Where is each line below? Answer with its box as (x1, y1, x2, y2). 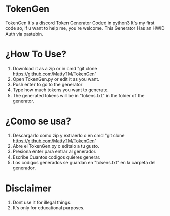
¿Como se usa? (5, 115, 71, 127)
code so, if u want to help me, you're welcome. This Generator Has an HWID (5, 25, 165, 31)
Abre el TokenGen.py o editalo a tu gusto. (12, 143, 100, 149)
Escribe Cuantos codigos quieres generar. (12, 153, 101, 160)
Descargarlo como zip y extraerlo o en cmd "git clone (12, 132, 125, 138)
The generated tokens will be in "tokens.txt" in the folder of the (12, 92, 145, 98)
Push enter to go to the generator (12, 81, 83, 87)
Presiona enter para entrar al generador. (12, 148, 97, 155)
